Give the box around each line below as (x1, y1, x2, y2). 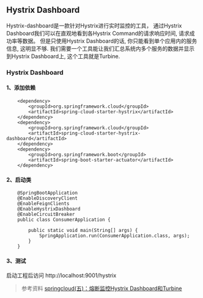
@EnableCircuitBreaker (17, 211, 75, 218)
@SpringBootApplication (17, 190, 78, 196)
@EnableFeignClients (17, 201, 70, 207)
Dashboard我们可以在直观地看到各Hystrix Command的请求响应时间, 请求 (6, 29, 190, 37)
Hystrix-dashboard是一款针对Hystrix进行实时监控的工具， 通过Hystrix (6, 21, 182, 29)
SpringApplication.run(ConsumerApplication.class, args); (39, 233, 190, 239)
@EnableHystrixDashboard (17, 206, 81, 212)
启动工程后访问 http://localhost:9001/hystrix (6, 272, 117, 279)
